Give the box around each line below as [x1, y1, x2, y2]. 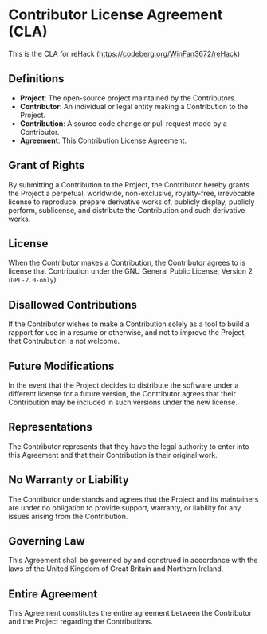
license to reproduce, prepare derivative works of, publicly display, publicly [8, 197, 255, 207]
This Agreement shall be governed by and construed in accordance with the [8, 556, 258, 565]
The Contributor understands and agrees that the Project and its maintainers [8, 494, 259, 504]
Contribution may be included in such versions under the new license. [8, 397, 238, 407]
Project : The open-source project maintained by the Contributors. [19, 93, 237, 103]
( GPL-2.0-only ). [8, 275, 59, 285]
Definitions [8, 72, 65, 85]
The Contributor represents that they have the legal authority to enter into [8, 441, 249, 451]
